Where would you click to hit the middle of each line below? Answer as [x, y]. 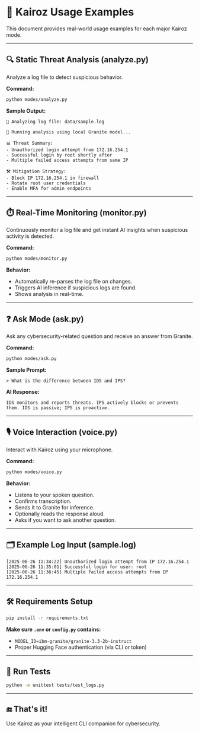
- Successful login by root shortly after [59, 155]
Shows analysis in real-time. [49, 294]
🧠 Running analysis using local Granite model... [69, 132]
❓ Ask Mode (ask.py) [45, 319]
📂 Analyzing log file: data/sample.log [55, 122]
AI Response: [23, 392]
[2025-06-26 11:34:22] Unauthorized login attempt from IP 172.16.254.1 [98, 562]
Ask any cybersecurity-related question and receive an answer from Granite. [99, 336]
